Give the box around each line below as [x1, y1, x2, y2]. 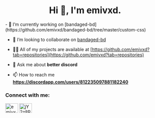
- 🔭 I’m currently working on [5, 21, 64, 27]
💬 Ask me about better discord [12, 61, 77, 67]
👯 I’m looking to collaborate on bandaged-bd [12, 36, 106, 43]
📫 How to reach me [12, 71, 55, 77]
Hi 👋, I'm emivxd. [49, 5, 122, 16]
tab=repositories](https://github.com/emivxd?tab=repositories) [12, 52, 144, 58]
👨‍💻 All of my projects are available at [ [12, 46, 92, 52]
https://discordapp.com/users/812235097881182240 [12, 78, 129, 85]
